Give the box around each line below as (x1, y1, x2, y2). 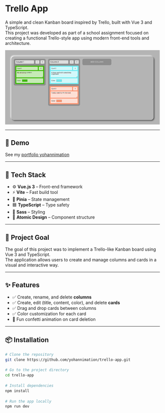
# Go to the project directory (5, 368, 69, 373)
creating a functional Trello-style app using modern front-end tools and (5, 35, 150, 41)
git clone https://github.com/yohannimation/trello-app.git (5, 357, 131, 362)
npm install (5, 388, 29, 393)
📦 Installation (5, 336, 49, 344)
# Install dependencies (5, 383, 54, 388)
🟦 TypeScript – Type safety (12, 202, 70, 208)
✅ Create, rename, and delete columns (12, 294, 92, 300)
